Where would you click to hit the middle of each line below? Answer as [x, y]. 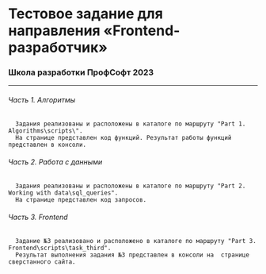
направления [54, 31]
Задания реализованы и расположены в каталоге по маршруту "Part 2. [131, 186]
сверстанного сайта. [42, 262]
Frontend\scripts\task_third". [60, 248]
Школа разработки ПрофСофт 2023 [81, 72]
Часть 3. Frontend [38, 217]
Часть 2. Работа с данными [55, 162]
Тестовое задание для [86, 14]
